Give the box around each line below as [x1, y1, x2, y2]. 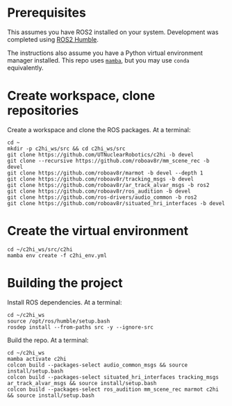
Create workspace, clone [7, 88, 156, 104]
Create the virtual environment [7, 223, 189, 239]
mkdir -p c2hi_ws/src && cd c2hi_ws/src [7, 145, 126, 152]
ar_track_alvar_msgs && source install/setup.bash [7, 380, 157, 387]
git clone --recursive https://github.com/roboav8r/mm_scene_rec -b [7, 157, 210, 164]
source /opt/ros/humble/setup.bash [7, 318, 110, 325]
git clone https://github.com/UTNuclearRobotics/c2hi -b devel [7, 151, 194, 158]
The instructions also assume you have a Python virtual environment [7, 49, 204, 57]
